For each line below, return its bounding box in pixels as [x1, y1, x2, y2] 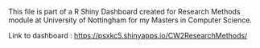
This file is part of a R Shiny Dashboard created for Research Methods [8, 7, 241, 16]
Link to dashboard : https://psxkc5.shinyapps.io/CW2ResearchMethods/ [8, 31, 248, 40]
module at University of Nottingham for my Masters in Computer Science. [8, 15, 252, 25]
